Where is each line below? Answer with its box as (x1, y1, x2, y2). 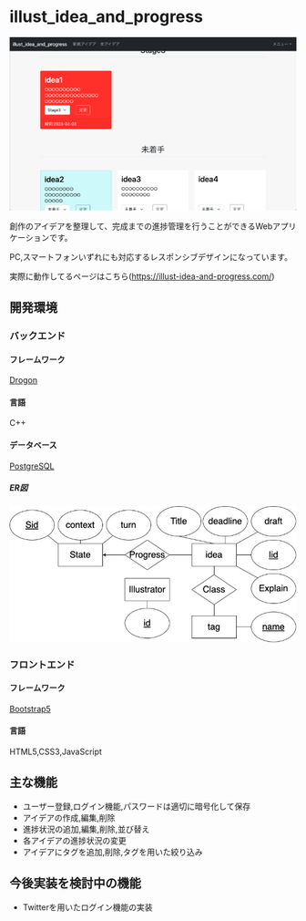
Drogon (9, 375, 38, 386)
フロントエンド (9, 658, 76, 671)
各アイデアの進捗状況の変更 (22, 834, 127, 845)
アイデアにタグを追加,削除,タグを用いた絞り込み (22, 846, 203, 857)
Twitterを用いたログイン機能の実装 (22, 901, 153, 913)
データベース (9, 440, 57, 450)
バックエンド (9, 329, 66, 342)
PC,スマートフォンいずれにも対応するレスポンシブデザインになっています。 (9, 251, 293, 262)
